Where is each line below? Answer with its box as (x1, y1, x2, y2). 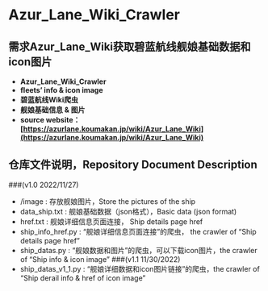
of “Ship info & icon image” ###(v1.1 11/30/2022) (19, 254, 181, 264)
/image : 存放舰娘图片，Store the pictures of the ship (19, 196, 196, 206)
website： (45, 115, 81, 124)
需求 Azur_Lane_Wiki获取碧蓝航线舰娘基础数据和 (8, 39, 252, 53)
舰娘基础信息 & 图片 (19, 105, 86, 114)
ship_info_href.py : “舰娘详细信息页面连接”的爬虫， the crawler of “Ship (19, 227, 257, 236)
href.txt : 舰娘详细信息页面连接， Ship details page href (19, 216, 203, 227)
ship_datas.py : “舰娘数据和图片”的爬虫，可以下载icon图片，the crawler (19, 245, 258, 255)
